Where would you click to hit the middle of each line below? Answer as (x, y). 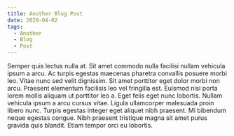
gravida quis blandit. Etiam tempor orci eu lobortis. (80, 125)
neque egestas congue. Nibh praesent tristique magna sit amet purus (108, 118)
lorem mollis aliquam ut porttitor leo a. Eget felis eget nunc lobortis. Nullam (115, 96)
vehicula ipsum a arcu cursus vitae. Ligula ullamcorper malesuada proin (111, 103)
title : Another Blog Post (45, 14)
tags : (15, 27)
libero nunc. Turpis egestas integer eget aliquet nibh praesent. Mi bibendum (117, 110)
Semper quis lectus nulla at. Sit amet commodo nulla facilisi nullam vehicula (116, 66)
